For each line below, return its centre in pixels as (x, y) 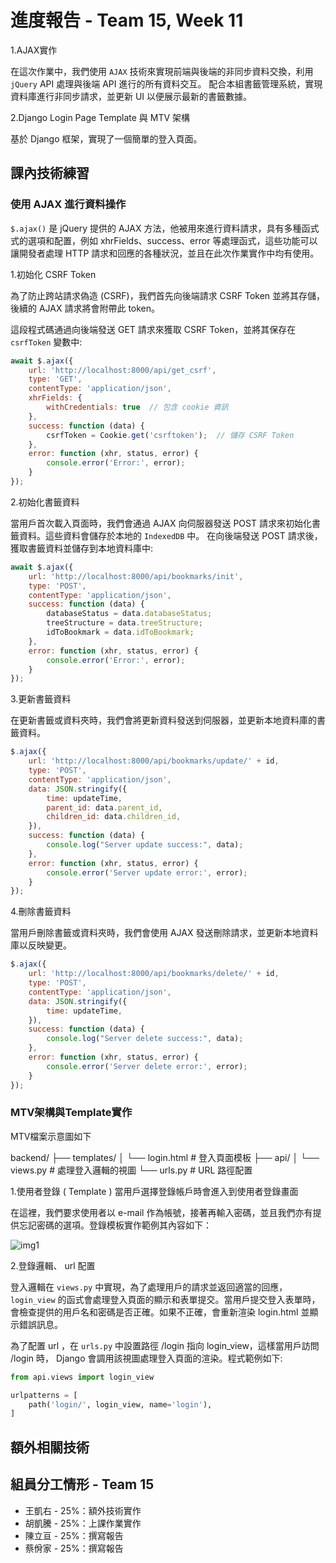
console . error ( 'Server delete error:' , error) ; (147, 1066)
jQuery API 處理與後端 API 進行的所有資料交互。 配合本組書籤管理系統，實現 (166, 83)
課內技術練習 (50, 173)
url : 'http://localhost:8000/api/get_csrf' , (122, 370)
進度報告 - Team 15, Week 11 (127, 20)
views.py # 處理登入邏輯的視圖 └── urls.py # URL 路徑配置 (131, 1170)
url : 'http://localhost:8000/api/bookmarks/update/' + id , (154, 761)
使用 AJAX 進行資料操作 (68, 204)
